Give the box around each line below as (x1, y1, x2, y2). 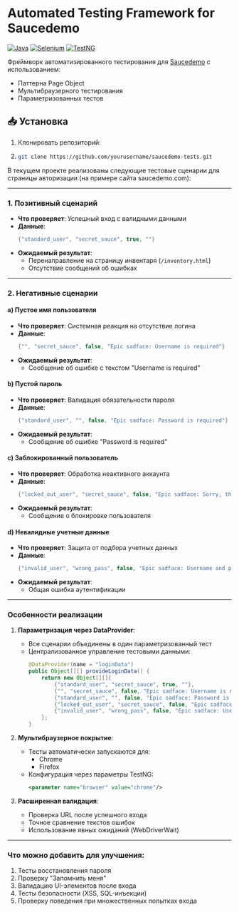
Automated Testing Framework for (7, 5, 216, 21)
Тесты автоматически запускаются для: (28, 747, 151, 756)
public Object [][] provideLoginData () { (28, 668, 150, 675)
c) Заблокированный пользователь (7, 454, 119, 462)
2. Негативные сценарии (7, 288, 98, 298)
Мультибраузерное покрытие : (17, 734, 114, 742)
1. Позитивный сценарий (7, 198, 98, 208)
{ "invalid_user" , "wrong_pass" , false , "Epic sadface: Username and (17, 565, 225, 572)
